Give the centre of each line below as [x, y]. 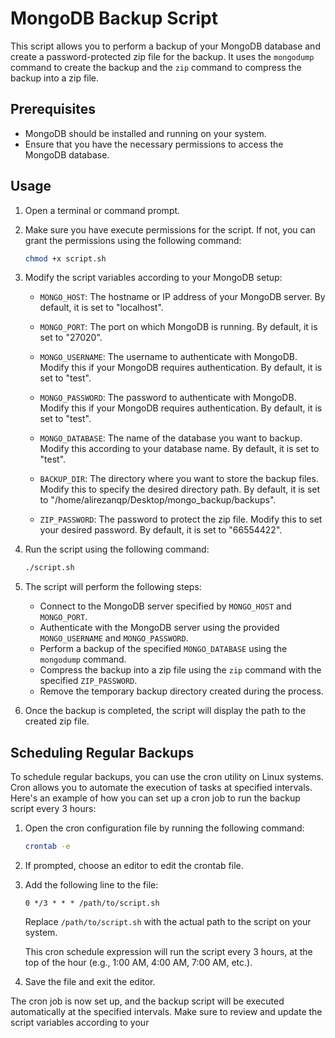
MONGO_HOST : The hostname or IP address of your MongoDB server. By [182, 297]
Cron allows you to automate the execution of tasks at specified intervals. [161, 788]
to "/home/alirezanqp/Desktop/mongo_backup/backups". [158, 500]
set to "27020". [71, 338]
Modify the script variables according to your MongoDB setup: [153, 278]
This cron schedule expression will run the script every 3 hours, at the [168, 951]
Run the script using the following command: [117, 549]
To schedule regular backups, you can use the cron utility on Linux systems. [167, 777]
